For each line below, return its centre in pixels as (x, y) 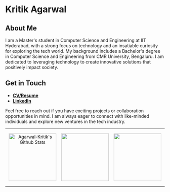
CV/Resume (26, 95)
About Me (21, 28)
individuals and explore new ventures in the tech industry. (65, 121)
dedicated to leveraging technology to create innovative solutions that (78, 62)
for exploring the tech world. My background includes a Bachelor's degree (83, 51)
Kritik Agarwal (36, 9)
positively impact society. (32, 67)
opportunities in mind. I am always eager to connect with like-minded (77, 116)
